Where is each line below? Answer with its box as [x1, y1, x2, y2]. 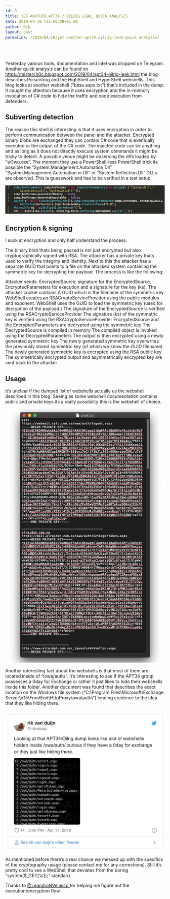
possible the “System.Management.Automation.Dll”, [5, 164, 113, 170]
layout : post [5, 29, 33, 35]
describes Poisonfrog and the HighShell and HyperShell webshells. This [5, 77, 155, 82]
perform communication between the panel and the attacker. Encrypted [5, 132, 155, 138]
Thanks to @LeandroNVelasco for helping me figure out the [5, 882, 130, 888]
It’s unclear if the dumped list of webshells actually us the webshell [5, 388, 145, 394]
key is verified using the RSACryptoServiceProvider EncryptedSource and [5, 317, 159, 323]
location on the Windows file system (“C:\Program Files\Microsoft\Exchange [5, 689, 164, 696]
